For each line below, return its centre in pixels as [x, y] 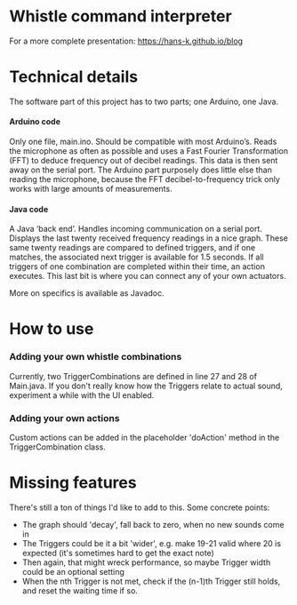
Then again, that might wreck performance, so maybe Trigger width [146, 562]
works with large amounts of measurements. [91, 189]
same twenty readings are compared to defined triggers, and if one [132, 248]
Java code [29, 209]
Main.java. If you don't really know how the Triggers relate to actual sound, [146, 386]
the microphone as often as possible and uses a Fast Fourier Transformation [149, 151]
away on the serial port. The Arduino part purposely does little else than [141, 170]
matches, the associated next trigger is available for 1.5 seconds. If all [136, 257]
